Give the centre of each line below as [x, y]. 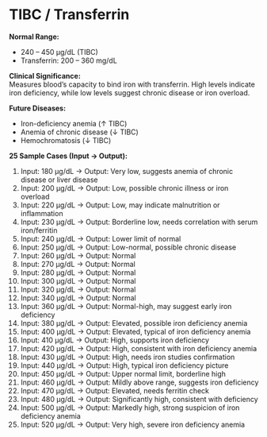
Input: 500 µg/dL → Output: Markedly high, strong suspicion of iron [130, 408]
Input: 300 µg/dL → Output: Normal [78, 280]
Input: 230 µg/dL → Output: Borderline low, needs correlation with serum [139, 222]
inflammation [42, 213]
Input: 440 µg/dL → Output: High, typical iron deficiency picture [124, 365]
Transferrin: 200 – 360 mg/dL [69, 60]
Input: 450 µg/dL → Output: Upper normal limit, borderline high [123, 373]
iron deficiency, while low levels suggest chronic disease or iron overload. [130, 92]
